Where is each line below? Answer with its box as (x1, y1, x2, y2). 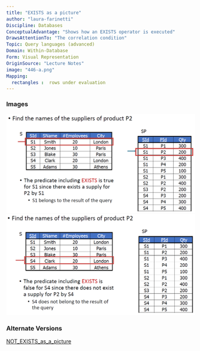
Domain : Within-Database (6, 48, 68, 54)
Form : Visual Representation (6, 54, 79, 60)
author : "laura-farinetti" (6, 16, 74, 22)
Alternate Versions (6, 324, 62, 332)
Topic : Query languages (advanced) (6, 41, 95, 47)
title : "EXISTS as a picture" (6, 10, 82, 16)
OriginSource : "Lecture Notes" (6, 60, 84, 66)
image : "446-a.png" (6, 67, 55, 73)
